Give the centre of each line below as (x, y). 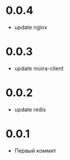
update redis (30, 109)
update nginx (31, 27)
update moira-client (39, 68)
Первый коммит (35, 150)
